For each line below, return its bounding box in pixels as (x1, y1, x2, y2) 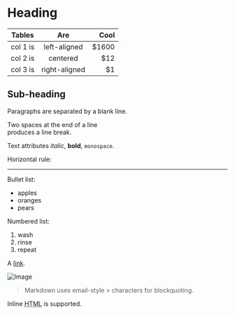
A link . (7, 258, 26, 267)
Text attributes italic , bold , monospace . (7, 141, 115, 149)
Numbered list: (7, 217, 50, 225)
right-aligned (41, 64, 85, 74)
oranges (17, 196, 42, 204)
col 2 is (10, 53, 35, 63)
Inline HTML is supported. (7, 299, 82, 308)
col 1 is (10, 42, 35, 52)
